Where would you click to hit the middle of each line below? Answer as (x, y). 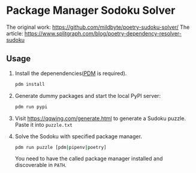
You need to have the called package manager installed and (89, 159)
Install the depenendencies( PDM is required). (71, 73)
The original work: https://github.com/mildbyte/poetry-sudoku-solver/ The (98, 27)
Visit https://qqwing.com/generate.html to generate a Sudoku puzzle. (100, 118)
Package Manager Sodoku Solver (91, 11)
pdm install (30, 84)
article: (15, 33)
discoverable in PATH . (41, 165)
